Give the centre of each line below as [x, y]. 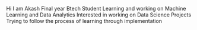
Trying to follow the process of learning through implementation [84, 21]
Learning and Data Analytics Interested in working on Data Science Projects [99, 15]
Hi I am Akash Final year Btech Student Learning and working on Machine [96, 9]
